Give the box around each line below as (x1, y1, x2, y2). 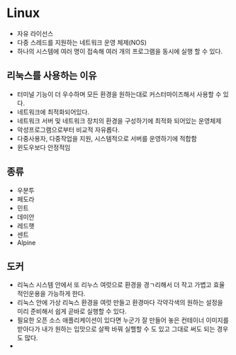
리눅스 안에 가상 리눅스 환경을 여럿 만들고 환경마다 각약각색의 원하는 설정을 (16, 298, 224, 307)
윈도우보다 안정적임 (16, 143, 71, 152)
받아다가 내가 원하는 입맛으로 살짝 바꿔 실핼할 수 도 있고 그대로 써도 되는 (16, 325, 215, 334)
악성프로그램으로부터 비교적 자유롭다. (16, 125, 120, 134)
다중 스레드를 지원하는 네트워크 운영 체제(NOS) (16, 38, 147, 47)
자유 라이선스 (16, 29, 54, 38)
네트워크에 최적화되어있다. (16, 108, 90, 116)
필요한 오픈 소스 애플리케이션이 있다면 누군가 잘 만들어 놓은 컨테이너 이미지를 (16, 316, 230, 325)
